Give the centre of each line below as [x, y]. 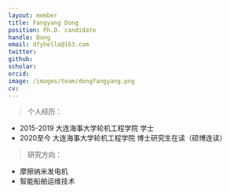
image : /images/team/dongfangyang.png [71, 81]
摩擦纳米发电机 [44, 171]
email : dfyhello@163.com [49, 45]
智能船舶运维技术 [47, 181]
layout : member [33, 15]
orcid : [19, 74]
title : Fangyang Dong [44, 23]
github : [21, 60]
